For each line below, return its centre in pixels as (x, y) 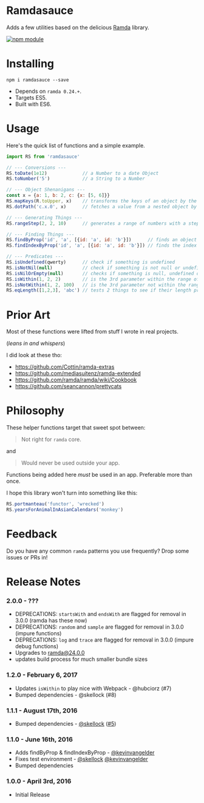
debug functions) (37, 646)
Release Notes (43, 582)
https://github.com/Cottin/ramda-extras (65, 367)
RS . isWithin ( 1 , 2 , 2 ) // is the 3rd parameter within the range (99, 279)
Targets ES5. (31, 97)
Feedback (32, 534)
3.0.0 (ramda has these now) (51, 621)
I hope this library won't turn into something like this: (72, 493)
